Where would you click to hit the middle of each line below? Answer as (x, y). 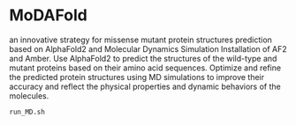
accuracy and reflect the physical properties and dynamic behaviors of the (145, 86)
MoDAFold (49, 15)
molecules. (29, 96)
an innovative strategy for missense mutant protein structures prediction (140, 40)
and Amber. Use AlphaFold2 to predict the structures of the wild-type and (143, 58)
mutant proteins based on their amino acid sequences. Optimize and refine (145, 68)
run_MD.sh (27, 112)
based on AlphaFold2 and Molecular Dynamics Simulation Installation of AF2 (148, 48)
